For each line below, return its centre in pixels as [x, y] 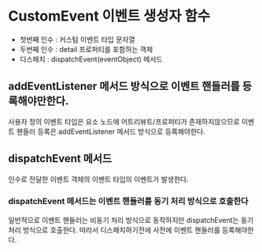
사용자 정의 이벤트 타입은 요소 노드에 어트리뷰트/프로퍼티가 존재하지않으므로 [124, 121]
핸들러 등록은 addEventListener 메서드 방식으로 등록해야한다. [111, 132]
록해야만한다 [37, 101]
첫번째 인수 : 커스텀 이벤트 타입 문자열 [77, 39]
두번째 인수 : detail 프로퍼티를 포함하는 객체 [86, 49]
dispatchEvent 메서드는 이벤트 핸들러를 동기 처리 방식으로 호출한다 [129, 202]
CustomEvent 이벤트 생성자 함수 [109, 16]
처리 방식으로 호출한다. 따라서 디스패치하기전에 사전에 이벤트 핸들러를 [114, 230]
